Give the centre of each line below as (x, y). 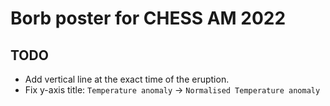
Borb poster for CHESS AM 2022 (148, 18)
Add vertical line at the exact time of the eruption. (127, 79)
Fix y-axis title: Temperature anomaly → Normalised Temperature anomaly (172, 90)
